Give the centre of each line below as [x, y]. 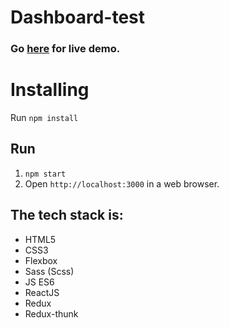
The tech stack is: [67, 215]
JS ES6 [39, 282]
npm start [45, 174]
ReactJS [42, 292]
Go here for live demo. [65, 49]
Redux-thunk [51, 313]
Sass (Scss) [49, 271]
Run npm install [44, 118]
